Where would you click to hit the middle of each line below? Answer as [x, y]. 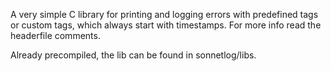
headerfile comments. [55, 35]
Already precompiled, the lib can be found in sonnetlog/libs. [133, 55]
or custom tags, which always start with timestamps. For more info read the [166, 25]
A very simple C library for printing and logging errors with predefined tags [164, 14]
